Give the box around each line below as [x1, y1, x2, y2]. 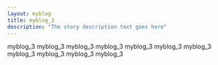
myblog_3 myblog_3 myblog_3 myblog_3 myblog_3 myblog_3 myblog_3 [7, 43, 212, 51]
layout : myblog [7, 10, 52, 17]
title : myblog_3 [7, 17, 54, 24]
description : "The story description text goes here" [7, 23, 168, 30]
